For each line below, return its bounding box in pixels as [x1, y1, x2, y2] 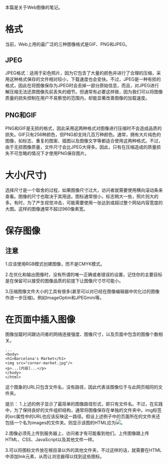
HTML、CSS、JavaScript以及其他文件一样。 [5, 436, 97, 442]
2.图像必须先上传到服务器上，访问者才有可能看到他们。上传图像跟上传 [5, 430, 149, 436]
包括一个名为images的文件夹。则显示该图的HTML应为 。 [5, 419, 125, 426]
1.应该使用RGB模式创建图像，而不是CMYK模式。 [5, 260, 105, 266]
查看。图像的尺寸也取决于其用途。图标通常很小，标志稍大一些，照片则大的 [5, 193, 158, 199]
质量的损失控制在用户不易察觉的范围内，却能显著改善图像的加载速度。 [5, 94, 150, 101]
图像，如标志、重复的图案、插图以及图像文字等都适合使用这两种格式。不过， [5, 137, 163, 143]
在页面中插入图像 [5, 314, 76, 325]
